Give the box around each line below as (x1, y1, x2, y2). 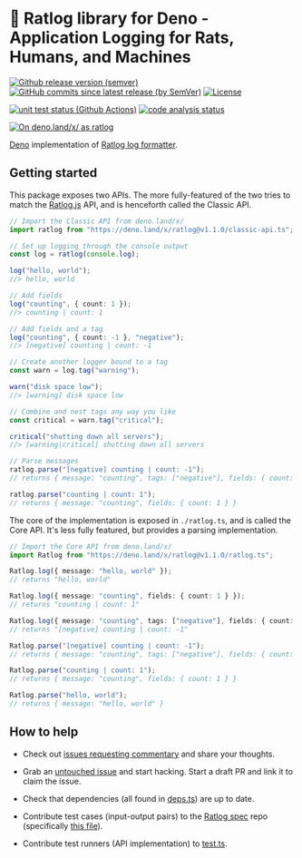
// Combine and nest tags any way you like (9, 407, 177, 416)
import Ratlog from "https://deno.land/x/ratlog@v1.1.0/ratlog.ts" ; (9, 551, 274, 560)
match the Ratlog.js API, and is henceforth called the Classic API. (9, 199, 252, 210)
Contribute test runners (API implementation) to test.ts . (22, 838, 229, 849)
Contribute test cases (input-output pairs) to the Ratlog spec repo (22, 811, 268, 822)
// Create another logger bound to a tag (9, 357, 169, 366)
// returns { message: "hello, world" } (9, 699, 165, 708)
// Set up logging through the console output (9, 241, 189, 250)
